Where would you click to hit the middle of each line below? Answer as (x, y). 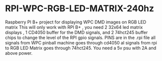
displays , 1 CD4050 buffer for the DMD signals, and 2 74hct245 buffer (77, 32)
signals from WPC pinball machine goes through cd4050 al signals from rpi (81, 42)
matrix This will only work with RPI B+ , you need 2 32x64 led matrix (74, 27)
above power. (19, 53)
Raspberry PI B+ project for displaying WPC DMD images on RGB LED (76, 22)
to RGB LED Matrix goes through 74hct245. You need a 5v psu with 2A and (81, 48)
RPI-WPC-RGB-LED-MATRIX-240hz (80, 9)
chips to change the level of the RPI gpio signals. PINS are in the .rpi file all (80, 38)
